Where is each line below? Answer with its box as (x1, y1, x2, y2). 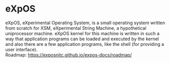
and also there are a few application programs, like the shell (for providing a (5, 41, 164, 47)
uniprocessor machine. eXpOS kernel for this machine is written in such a (5, 30, 160, 36)
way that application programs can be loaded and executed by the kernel (5, 36, 159, 42)
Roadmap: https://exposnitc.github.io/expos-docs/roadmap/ (5, 51, 132, 58)
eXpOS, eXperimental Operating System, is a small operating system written (5, 20, 165, 26)
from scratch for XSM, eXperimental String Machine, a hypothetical (5, 25, 147, 31)
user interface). (5, 46, 38, 52)
